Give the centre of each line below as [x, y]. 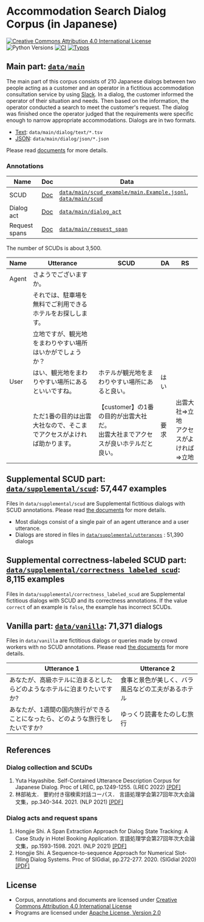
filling [22, 859]
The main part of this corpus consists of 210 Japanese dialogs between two [101, 81]
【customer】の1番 [126, 407]
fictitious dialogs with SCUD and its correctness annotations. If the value [97, 600]
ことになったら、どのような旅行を [58, 719]
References [29, 750]
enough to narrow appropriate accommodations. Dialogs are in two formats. [101, 120]
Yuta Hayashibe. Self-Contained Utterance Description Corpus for [97, 781]
